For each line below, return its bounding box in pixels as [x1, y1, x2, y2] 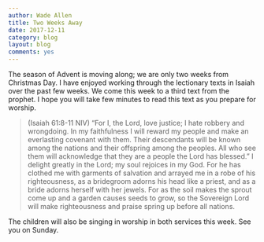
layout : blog [8, 41, 51, 49]
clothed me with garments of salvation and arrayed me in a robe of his [27, 168, 256, 178]
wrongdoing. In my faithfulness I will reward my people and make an [27, 126, 250, 136]
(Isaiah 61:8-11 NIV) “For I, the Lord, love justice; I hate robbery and [27, 119, 244, 127]
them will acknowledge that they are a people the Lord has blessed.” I [27, 152, 254, 161]
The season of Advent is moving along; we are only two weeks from [8, 70, 229, 79]
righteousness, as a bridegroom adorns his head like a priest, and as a [27, 177, 256, 185]
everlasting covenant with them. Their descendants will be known [27, 135, 241, 144]
